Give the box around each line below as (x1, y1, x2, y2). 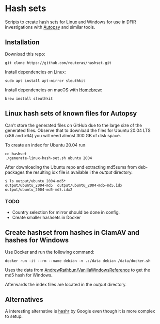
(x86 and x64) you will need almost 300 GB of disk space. (5, 132, 121, 138)
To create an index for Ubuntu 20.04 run (5, 142, 86, 148)
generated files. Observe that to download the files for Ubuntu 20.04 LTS (5, 127, 151, 133)
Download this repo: (5, 51, 46, 57)
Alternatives (5, 295, 44, 304)
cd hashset (5, 151, 27, 156)
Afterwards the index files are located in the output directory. (5, 281, 127, 287)
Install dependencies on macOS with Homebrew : (5, 87, 103, 93)
